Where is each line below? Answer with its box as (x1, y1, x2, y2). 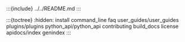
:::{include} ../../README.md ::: (6, 5, 81, 12)
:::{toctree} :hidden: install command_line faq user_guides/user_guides (6, 17, 179, 23)
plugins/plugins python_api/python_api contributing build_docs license (6, 23, 179, 30)
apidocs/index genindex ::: (6, 29, 71, 36)
